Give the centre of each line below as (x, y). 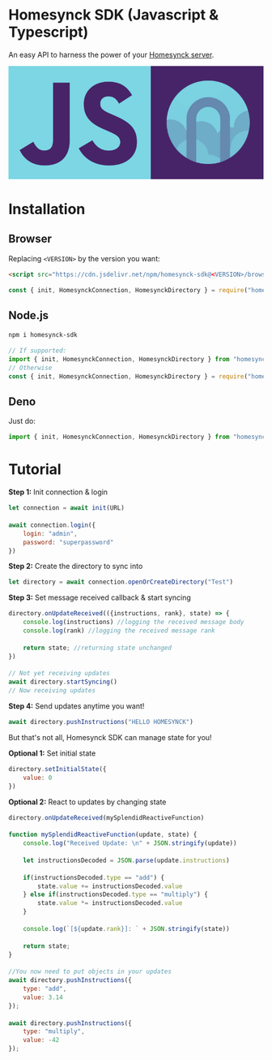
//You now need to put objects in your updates (90, 972)
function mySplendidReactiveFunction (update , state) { (103, 835)
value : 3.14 (43, 997)
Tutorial (35, 470)
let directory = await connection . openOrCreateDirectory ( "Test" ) (121, 582)
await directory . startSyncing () (63, 682)
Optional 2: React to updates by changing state (87, 802)
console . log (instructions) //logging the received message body (134, 623)
